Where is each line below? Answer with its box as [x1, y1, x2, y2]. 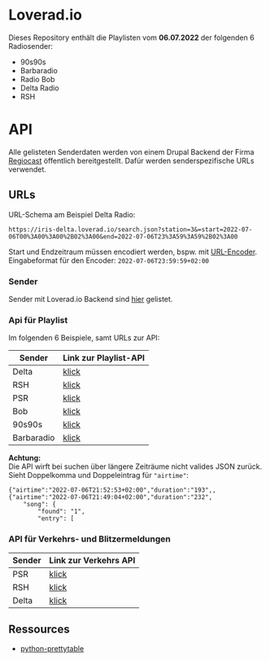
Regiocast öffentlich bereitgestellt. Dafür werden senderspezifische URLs [8, 155, 255, 165]
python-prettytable [20, 644, 85, 654]
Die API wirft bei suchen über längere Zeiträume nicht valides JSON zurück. [8, 462, 263, 471]
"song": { [23, 501, 57, 509]
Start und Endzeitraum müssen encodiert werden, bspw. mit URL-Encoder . [8, 247, 258, 256]
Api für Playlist [8, 314, 68, 326]
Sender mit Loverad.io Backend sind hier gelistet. [8, 294, 173, 304]
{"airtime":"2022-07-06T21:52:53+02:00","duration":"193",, [8, 486, 217, 494]
